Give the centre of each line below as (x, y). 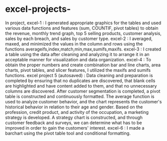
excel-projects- (38, 9)
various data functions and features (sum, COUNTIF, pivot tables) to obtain (82, 28)
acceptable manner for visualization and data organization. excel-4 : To (78, 59)
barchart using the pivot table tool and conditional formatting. (68, 133)
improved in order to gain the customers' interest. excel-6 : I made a (75, 128)
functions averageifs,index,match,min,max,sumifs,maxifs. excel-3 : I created (83, 49)
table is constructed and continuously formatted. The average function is (80, 96)
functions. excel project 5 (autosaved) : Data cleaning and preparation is (79, 75)
